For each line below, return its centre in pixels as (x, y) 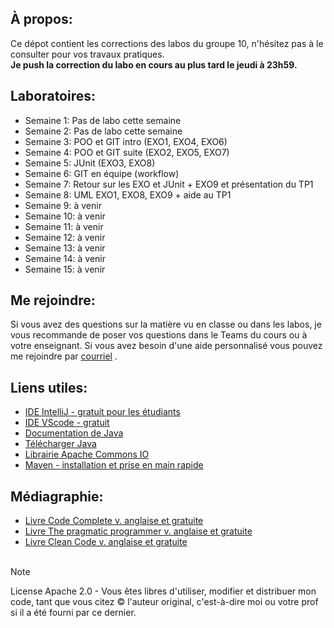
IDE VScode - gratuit (67, 423)
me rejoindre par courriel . (64, 356)
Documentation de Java (74, 433)
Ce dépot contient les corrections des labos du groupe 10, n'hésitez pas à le (167, 43)
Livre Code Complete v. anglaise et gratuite (114, 521)
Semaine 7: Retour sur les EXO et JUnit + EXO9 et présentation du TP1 (169, 184)
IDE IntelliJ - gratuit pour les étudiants (102, 412)
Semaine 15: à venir (65, 269)
